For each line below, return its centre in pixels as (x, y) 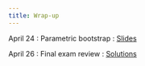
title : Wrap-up (34, 16)
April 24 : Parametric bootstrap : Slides (72, 38)
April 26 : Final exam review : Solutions (72, 53)
